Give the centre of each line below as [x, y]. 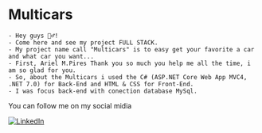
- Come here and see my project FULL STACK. [83, 42]
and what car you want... [51, 56]
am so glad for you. [43, 70]
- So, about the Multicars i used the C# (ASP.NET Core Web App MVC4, [128, 77]
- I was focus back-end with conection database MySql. [103, 91]
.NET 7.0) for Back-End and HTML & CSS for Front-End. [101, 84]
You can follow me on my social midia [70, 105]
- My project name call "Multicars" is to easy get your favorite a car [131, 49]
